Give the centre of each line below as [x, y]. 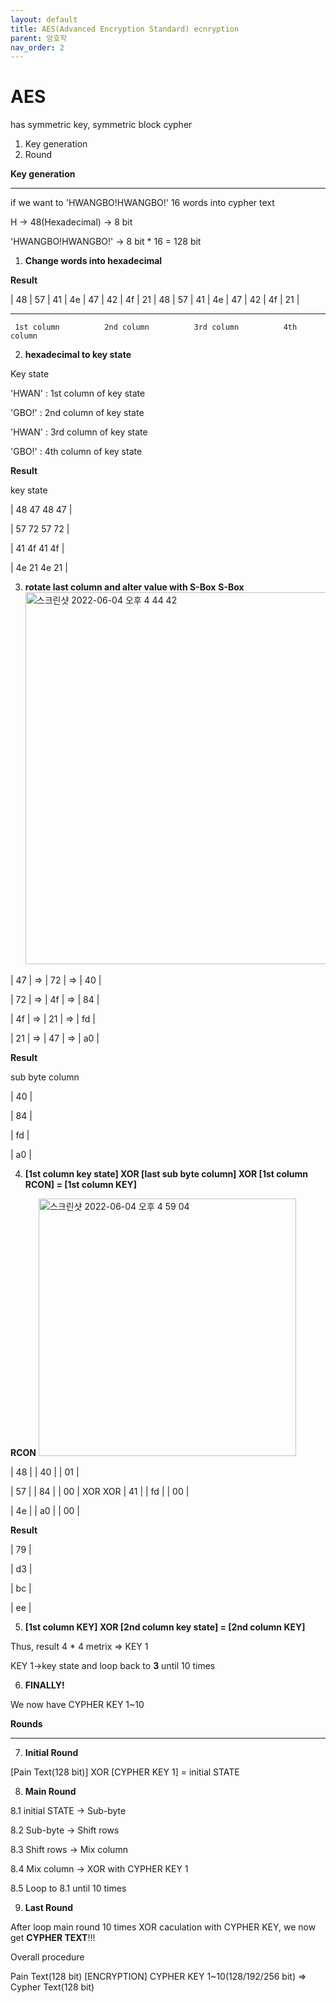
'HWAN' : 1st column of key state [78, 393]
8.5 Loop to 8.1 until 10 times [68, 1888]
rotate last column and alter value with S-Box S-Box [134, 587]
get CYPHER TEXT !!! [53, 1938]
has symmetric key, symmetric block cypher [101, 125]
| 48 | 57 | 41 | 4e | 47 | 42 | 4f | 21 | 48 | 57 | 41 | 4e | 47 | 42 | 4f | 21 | [155, 300]
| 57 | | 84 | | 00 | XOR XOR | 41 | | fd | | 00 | [100, 1492]
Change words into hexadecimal [93, 261]
